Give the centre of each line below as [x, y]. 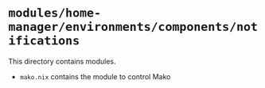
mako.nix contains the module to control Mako [95, 76]
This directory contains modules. [62, 61]
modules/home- [55, 13]
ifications [44, 41]
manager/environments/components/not [133, 27]
